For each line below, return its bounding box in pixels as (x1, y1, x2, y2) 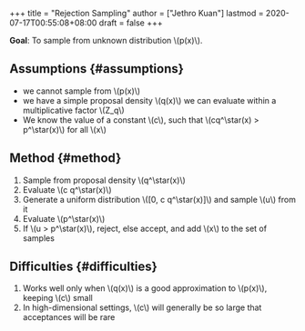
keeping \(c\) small (22, 293, 93, 304)
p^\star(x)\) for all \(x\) (22, 124, 107, 135)
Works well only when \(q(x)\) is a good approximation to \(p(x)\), (22, 283, 268, 294)
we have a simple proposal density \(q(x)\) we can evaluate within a (22, 95, 277, 105)
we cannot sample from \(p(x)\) (22, 85, 141, 96)
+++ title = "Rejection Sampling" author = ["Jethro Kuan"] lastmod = (9, 8, 264, 18)
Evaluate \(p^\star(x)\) (22, 213, 106, 224)
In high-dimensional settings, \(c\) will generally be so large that (22, 302, 262, 313)
